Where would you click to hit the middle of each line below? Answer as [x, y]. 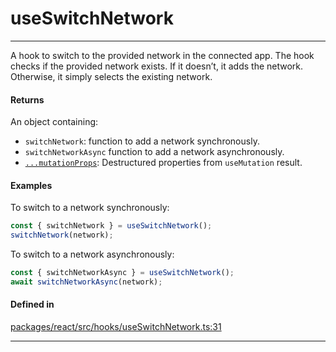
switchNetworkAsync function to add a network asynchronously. [154, 152]
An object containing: [54, 122]
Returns [27, 99]
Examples [31, 185]
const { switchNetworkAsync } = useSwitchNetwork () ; [122, 273]
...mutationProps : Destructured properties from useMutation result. [163, 163]
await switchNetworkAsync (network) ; [86, 282]
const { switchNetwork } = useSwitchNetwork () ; [111, 226]
